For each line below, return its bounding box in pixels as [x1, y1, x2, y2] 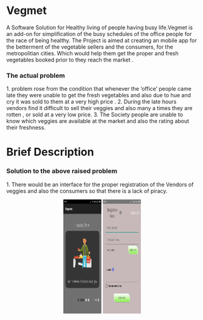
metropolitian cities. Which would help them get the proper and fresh [6, 49, 179, 57]
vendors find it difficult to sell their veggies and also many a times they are [6, 105, 193, 112]
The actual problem [6, 71, 65, 80]
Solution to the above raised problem [6, 167, 117, 175]
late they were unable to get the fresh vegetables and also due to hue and [6, 92, 191, 99]
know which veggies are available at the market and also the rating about [6, 117, 190, 125]
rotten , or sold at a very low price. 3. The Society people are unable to [6, 111, 184, 119]
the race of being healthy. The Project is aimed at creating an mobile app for [6, 37, 198, 44]
